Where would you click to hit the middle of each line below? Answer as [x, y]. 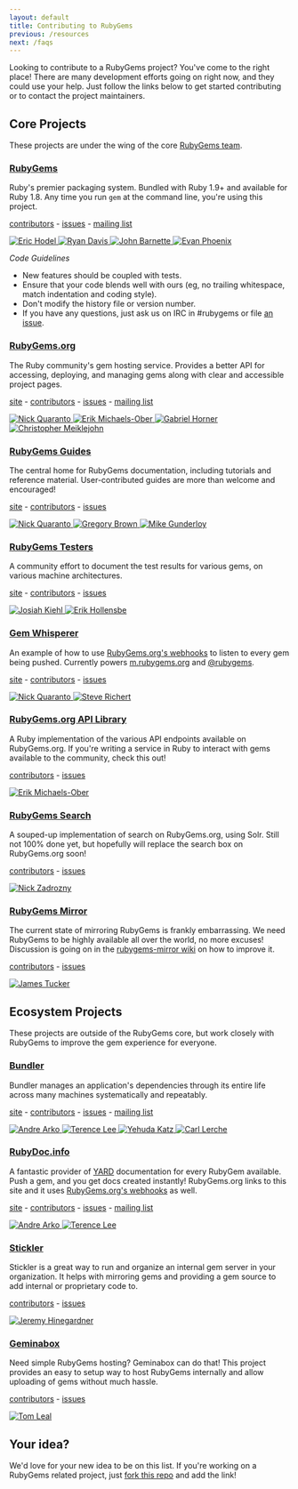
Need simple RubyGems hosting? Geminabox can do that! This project [138, 1363]
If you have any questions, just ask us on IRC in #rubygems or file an [148, 313]
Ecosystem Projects [66, 1012]
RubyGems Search [50, 815]
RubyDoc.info [40, 1152]
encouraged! [32, 489]
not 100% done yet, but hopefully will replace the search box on [126, 844]
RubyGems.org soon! [48, 854]
